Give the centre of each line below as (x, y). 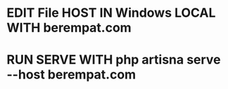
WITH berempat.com (69, 28)
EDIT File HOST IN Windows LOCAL (111, 13)
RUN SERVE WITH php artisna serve (114, 60)
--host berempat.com (71, 75)
